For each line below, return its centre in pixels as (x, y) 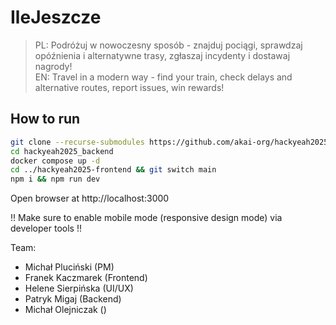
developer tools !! (46, 228)
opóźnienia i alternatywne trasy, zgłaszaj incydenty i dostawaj (162, 55)
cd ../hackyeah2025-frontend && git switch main (113, 170)
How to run (45, 119)
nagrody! (53, 66)
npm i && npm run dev (55, 179)
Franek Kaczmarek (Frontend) (86, 278)
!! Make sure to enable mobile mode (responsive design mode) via (146, 218)
